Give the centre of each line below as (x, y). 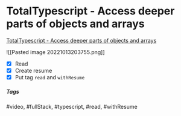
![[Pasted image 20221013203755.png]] (56, 52)
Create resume (33, 71)
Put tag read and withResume (50, 78)
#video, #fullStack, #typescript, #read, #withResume (72, 107)
